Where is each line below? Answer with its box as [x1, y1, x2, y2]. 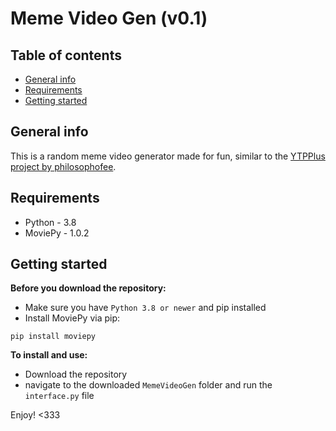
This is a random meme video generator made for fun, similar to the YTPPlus [10, 150, 326, 162]
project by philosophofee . [10, 160, 117, 172]
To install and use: [10, 349, 88, 361]
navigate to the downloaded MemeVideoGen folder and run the [24, 379, 273, 391]
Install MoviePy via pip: [24, 312, 121, 324]
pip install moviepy [10, 332, 97, 342]
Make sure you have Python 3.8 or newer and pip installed [24, 302, 267, 314]
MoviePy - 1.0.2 [24, 227, 90, 239]
